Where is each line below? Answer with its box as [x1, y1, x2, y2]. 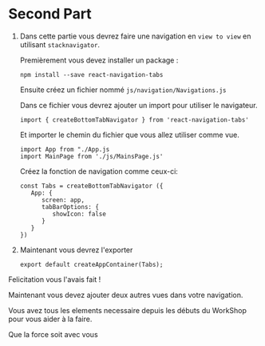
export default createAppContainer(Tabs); [19, 260, 164, 268]
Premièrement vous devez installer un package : [19, 55, 179, 65]
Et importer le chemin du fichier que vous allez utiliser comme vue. [19, 130, 239, 139]
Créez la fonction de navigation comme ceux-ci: [19, 166, 178, 176]
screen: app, [41, 195, 85, 204]
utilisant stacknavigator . [19, 39, 101, 49]
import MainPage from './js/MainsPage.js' [19, 152, 164, 160]
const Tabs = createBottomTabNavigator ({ [19, 182, 164, 190]
